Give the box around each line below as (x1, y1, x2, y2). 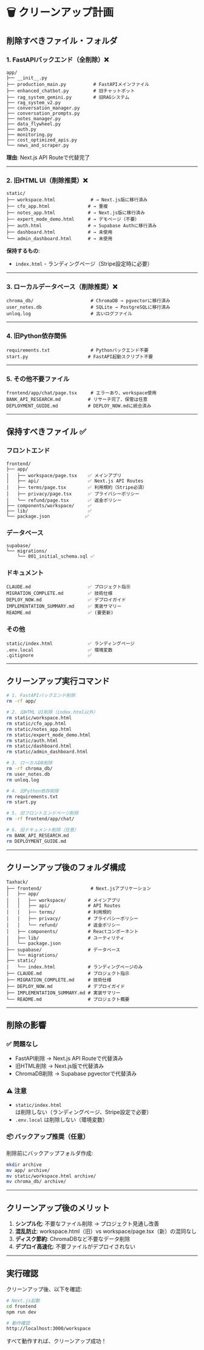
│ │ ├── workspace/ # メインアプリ (6, 897, 121, 903)
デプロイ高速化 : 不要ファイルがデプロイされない (15, 1243, 135, 1250)
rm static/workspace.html (6, 715, 72, 721)
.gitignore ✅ (6, 652, 92, 658)
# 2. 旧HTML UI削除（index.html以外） (6, 709, 98, 716)
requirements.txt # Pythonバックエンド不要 (6, 347, 149, 353)
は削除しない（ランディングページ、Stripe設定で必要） (15, 1108, 152, 1115)
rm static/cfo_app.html (6, 720, 67, 727)
